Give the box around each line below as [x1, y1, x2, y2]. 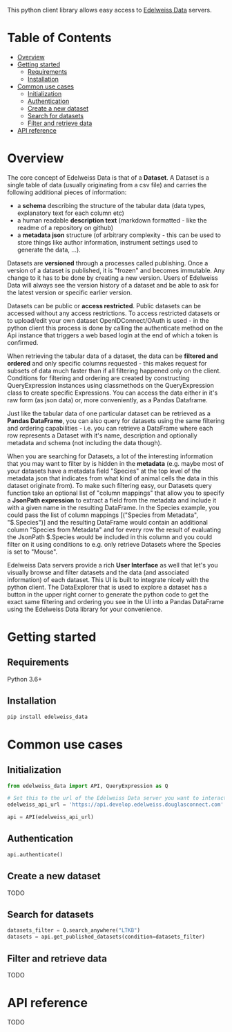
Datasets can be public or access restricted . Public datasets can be [7, 301, 202, 310]
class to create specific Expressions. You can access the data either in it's [7, 388, 218, 397]
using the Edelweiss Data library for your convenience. [7, 605, 163, 613]
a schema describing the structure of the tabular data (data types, [17, 201, 206, 209]
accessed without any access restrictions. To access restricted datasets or [7, 309, 220, 317]
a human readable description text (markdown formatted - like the [17, 216, 207, 224]
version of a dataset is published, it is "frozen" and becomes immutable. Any [7, 266, 225, 274]
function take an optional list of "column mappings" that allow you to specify [7, 489, 224, 497]
